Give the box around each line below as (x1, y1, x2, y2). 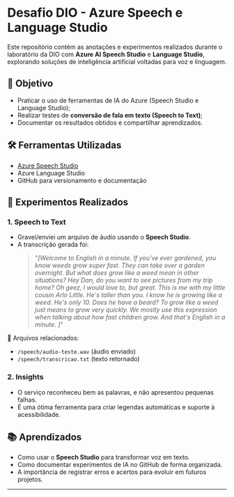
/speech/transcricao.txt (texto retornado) (17, 355, 141, 363)
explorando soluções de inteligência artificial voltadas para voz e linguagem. (7, 57, 227, 65)
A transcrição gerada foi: (17, 240, 89, 248)
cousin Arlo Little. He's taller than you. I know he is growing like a (34, 291, 223, 299)
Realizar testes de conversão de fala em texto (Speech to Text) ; (17, 111, 203, 119)
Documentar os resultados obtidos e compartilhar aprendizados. (17, 118, 203, 127)
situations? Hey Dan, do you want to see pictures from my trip (34, 276, 213, 285)
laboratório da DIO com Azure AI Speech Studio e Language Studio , (7, 50, 205, 58)
